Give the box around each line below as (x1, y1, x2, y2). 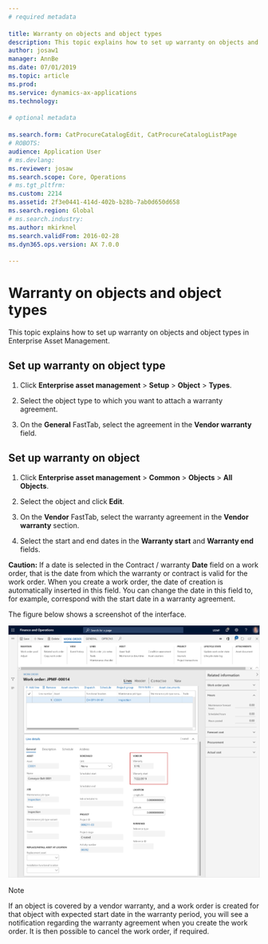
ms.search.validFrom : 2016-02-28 (8, 232, 120, 240)
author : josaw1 (8, 46, 59, 55)
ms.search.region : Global (8, 207, 94, 215)
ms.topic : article (8, 72, 69, 80)
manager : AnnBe (8, 55, 59, 63)
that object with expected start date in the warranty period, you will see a (8, 910, 249, 919)
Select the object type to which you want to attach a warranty (19, 395, 223, 405)
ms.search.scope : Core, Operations (8, 173, 127, 181)
